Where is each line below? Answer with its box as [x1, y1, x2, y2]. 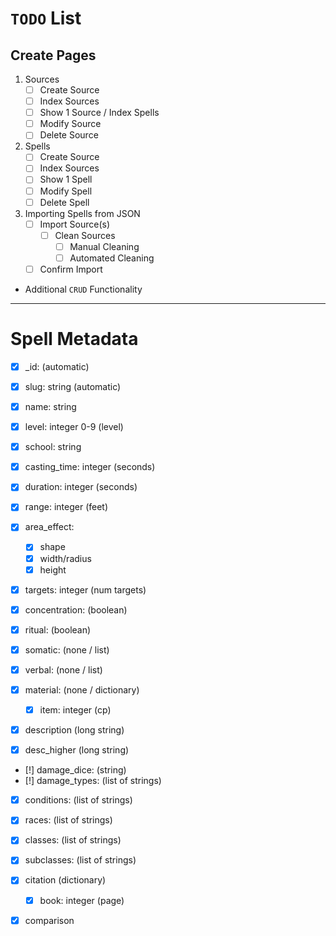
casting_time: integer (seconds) [24, 461, 156, 473]
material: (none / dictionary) [24, 683, 140, 696]
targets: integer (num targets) [24, 583, 147, 596]
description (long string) [24, 724, 125, 736]
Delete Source [39, 129, 99, 141]
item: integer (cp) [39, 704, 112, 716]
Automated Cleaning [69, 252, 155, 264]
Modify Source [39, 118, 102, 130]
